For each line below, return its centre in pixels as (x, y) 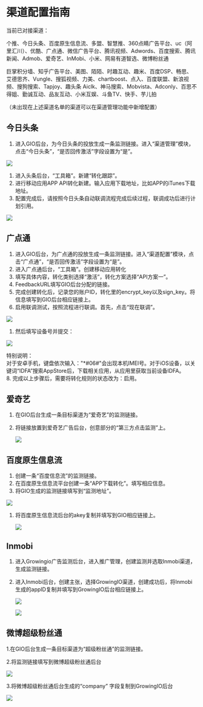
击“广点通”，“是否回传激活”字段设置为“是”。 (70, 261)
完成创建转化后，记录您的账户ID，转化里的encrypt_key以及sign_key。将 (105, 292)
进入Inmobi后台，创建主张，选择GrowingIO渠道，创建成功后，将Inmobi (104, 582)
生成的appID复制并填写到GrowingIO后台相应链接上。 (81, 589)
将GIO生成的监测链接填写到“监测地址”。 (65, 491)
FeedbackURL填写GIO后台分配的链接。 (64, 284)
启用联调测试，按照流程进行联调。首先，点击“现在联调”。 (87, 307)
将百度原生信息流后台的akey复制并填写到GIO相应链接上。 (87, 515)
